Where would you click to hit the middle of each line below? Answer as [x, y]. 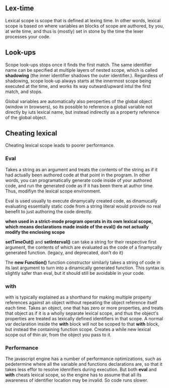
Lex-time [20, 8]
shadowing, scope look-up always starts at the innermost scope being [78, 81]
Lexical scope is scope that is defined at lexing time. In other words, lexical [83, 20]
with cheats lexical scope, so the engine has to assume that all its [73, 375]
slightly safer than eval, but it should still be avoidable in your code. [75, 273]
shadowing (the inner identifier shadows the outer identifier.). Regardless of [84, 75]
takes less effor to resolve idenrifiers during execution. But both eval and [81, 370]
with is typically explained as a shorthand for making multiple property [78, 297]
